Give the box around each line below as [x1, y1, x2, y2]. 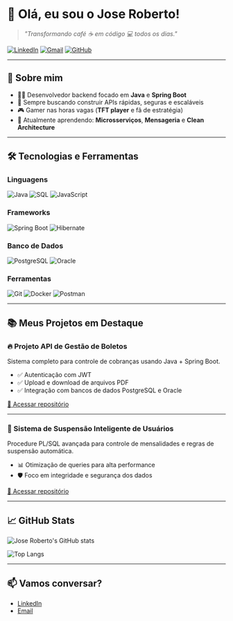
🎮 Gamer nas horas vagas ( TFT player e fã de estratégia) [17, 105, 184, 114]
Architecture [17, 123, 55, 131]
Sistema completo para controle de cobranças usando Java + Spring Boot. [7, 357, 221, 366]
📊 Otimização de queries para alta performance [17, 461, 155, 469]
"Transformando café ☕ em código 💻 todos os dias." [24, 29, 178, 37]
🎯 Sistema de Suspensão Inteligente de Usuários [7, 423, 174, 433]
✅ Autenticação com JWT [17, 371, 92, 379]
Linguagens [7, 175, 49, 184]
